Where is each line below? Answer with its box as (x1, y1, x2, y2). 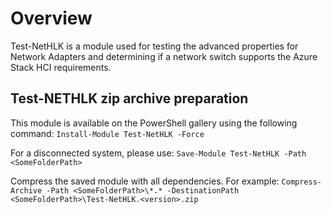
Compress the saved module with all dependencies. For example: (10, 175, 280, 187)
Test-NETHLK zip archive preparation (10, 90, 249, 107)
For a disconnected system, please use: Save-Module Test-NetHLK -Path (10, 147, 307, 159)
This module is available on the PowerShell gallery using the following (10, 117, 298, 129)
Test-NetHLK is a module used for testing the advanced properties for (10, 40, 299, 52)
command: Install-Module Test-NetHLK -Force (10, 127, 205, 139)
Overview (10, 7, 93, 30)
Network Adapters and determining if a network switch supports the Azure (10, 50, 318, 62)
